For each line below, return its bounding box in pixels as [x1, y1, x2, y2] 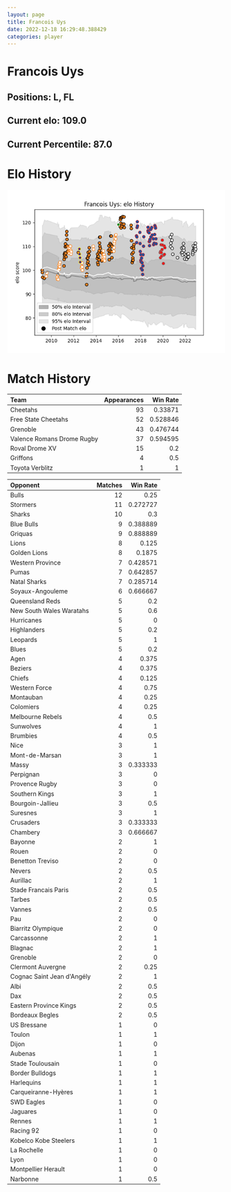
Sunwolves [10, 722, 41, 730]
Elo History [7, 166, 72, 181]
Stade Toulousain [10, 1059, 60, 1067]
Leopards [10, 635, 38, 643]
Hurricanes [10, 616, 42, 625]
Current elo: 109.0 [7, 115, 87, 127]
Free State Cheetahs [10, 416, 68, 424]
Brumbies [10, 731, 38, 740]
